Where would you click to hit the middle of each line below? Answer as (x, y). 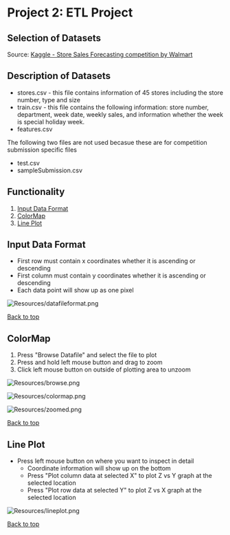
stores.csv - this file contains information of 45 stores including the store (120, 92)
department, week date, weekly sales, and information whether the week (120, 114)
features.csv (35, 129)
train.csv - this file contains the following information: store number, (113, 107)
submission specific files (42, 150)
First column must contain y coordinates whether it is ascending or (111, 275)
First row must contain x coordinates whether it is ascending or (106, 261)
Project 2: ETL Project (70, 13)
